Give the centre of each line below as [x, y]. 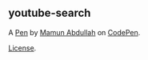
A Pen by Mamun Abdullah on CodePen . [74, 32]
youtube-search [50, 13]
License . [22, 48]
